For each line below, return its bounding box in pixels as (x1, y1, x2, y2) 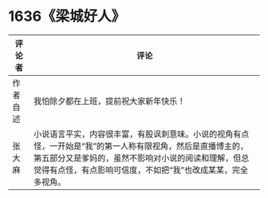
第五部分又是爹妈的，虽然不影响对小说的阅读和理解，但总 (33, 152, 250, 164)
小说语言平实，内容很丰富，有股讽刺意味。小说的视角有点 (33, 129, 250, 140)
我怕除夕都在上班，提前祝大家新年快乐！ (33, 95, 186, 106)
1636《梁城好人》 (8, 7, 126, 26)
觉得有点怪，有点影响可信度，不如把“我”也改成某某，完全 (33, 164, 249, 176)
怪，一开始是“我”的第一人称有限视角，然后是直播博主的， (33, 141, 249, 152)
